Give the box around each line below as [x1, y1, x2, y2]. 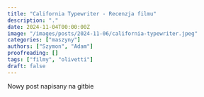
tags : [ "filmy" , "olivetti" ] [7, 56, 93, 63]
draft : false [7, 63, 46, 70]
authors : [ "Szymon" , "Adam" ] [7, 43, 93, 50]
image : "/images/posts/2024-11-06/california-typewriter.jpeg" [7, 30, 198, 37]
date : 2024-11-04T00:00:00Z [7, 23, 91, 30]
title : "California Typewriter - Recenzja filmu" [7, 10, 157, 18]
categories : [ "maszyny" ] [7, 37, 81, 44]
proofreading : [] [7, 50, 59, 57]
